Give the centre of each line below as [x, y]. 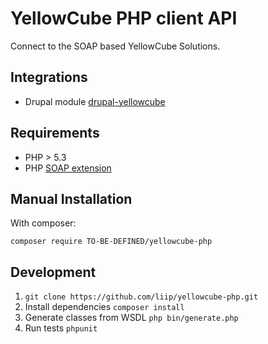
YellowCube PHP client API [124, 18]
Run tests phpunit [61, 328]
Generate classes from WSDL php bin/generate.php [131, 318]
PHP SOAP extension [68, 168]
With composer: [43, 223]
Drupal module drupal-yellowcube [95, 101]
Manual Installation [71, 198]
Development [53, 272]
